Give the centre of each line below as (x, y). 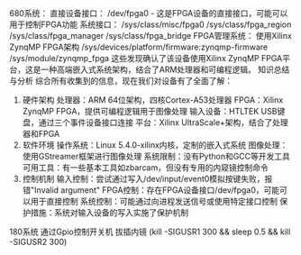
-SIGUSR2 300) (38, 242)
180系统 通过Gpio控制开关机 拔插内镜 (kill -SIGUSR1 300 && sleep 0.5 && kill (150, 232)
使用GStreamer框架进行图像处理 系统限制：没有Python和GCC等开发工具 (156, 156)
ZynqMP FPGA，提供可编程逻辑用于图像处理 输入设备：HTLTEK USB (150, 111)
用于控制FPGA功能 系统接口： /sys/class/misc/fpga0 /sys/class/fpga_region (150, 24)
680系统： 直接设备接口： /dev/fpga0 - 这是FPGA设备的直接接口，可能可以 (149, 13)
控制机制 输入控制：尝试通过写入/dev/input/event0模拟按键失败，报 (147, 179)
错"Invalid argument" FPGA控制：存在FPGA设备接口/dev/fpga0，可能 (151, 190)
